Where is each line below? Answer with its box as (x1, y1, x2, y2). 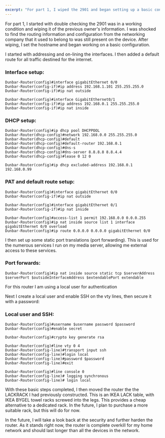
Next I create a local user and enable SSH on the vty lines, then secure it (5, 293, 152, 299)
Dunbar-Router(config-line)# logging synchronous (5, 374, 109, 379)
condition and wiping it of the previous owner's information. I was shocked (5, 26, 156, 32)
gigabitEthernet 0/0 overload (5, 224, 67, 229)
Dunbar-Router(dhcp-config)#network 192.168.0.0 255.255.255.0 (5, 132, 137, 138)
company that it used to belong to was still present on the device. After (5, 36, 148, 42)
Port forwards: (5, 259, 41, 266)
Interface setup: (5, 68, 45, 75)
